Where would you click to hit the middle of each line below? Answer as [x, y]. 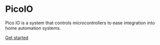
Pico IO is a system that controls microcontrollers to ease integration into [80, 23]
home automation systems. [33, 28]
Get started [17, 38]
